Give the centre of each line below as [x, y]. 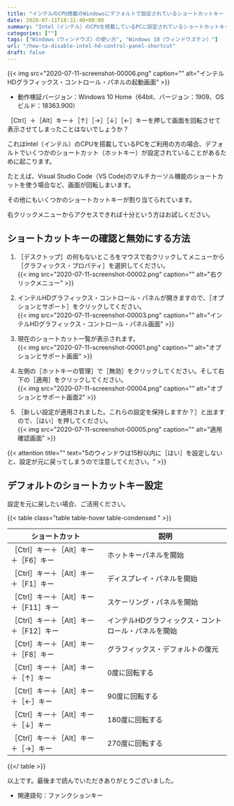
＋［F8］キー [32, 654]
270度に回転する [135, 743]
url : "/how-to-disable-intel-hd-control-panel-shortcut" [92, 46]
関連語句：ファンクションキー [60, 795]
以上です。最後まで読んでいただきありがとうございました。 [92, 780]
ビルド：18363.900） [48, 105]
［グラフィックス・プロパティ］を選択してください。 [93, 265]
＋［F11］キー [35, 607]
